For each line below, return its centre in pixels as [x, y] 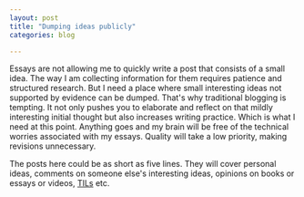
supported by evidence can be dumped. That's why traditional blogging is [148, 98]
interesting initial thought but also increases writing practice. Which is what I [152, 117]
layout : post [34, 18]
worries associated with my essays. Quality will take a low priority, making [148, 137]
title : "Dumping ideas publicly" [73, 26]
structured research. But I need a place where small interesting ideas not [146, 88]
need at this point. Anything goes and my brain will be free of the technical [149, 127]
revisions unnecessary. [53, 146]
